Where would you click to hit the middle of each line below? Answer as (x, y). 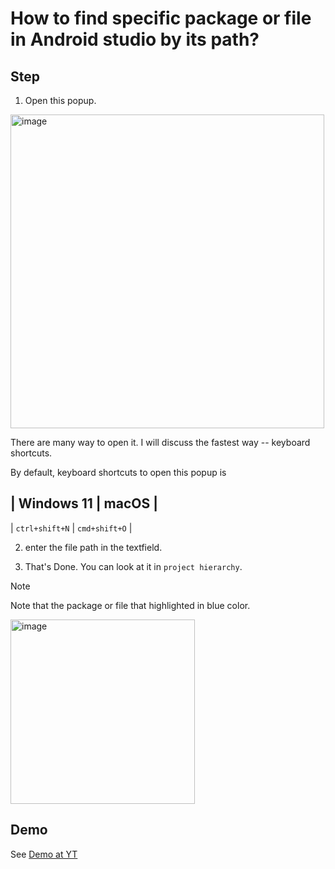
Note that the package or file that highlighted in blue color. (130, 605)
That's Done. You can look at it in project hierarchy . (133, 566)
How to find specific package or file (161, 18)
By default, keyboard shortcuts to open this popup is (118, 472)
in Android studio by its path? (135, 39)
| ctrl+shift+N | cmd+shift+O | (71, 528)
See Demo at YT (44, 854)
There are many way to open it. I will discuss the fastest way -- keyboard (160, 442)
